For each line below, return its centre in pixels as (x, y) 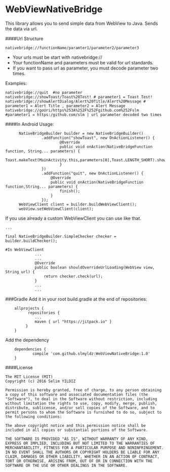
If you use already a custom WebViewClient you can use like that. (73, 218)
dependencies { (30, 349)
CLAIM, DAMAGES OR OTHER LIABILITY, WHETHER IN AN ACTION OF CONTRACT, (82, 457)
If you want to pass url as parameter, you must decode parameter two (85, 68)
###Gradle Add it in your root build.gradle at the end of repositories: (76, 299)
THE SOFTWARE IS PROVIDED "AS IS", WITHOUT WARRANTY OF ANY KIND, (77, 439)
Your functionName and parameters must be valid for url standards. (83, 62)
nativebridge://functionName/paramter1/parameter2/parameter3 (72, 48)
